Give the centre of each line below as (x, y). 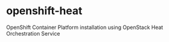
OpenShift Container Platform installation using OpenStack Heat (84, 27)
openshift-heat (44, 11)
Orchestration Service (33, 33)
